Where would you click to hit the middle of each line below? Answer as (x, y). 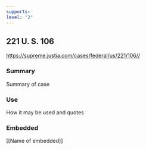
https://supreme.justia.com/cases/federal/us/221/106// (73, 56)
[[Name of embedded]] (35, 141)
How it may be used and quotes (45, 112)
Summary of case (28, 84)
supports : (18, 12)
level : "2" (20, 17)
